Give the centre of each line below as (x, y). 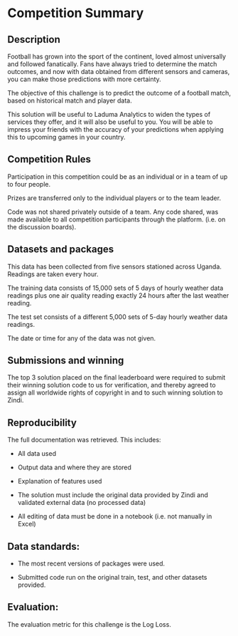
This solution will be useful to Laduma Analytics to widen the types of (109, 114)
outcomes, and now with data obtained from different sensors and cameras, (119, 72)
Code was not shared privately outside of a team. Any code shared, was (113, 212)
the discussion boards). (42, 226)
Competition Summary (76, 13)
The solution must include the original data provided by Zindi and (113, 495)
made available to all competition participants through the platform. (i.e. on (117, 219)
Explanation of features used (60, 481)
